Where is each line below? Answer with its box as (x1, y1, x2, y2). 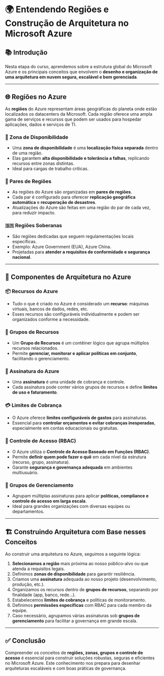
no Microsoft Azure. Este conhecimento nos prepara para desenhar (5, 660, 141, 666)
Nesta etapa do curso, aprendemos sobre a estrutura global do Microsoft (5, 64, 152, 69)
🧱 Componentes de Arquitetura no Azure (5, 273, 131, 281)
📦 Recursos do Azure (5, 288, 58, 295)
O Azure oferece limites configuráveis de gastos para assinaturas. (12, 415, 147, 421)
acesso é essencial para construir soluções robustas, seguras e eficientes (5, 655, 155, 661)
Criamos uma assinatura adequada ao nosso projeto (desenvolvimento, (12, 576, 157, 582)
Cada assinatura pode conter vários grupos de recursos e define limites (12, 384, 158, 390)
